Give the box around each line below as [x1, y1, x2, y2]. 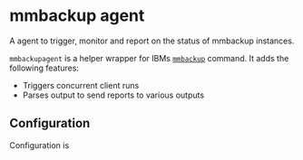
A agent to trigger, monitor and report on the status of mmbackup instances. [9, 35, 295, 46]
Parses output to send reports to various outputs [22, 89, 205, 100]
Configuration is [9, 139, 70, 150]
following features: [9, 62, 80, 73]
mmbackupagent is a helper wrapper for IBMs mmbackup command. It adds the [9, 52, 289, 63]
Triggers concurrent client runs [22, 80, 140, 90]
